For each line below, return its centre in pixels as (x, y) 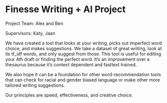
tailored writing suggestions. (35, 85)
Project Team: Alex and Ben (34, 23)
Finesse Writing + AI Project (65, 9)
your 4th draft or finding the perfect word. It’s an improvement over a (78, 59)
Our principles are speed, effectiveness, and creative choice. (69, 95)
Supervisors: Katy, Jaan (30, 33)
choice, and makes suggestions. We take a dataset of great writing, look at (83, 48)
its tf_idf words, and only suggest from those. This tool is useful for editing (83, 54)
